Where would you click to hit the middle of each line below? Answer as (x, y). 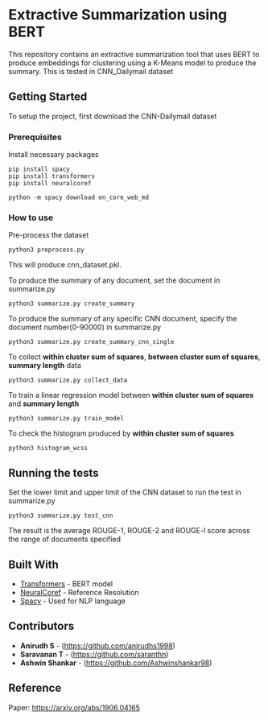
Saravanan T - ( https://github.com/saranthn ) (94, 654)
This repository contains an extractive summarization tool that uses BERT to (134, 54)
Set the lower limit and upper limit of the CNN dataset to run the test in (125, 492)
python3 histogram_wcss (48, 449)
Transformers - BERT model (66, 583)
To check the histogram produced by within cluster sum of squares (122, 433)
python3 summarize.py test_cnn (61, 516)
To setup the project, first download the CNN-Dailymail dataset (113, 116)
